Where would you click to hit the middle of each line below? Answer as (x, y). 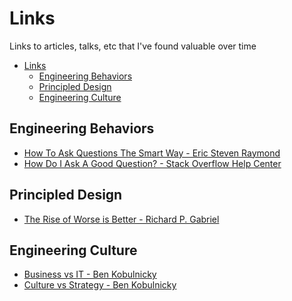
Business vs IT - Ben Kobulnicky (90, 274)
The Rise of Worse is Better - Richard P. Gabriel (121, 219)
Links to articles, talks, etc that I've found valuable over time (133, 46)
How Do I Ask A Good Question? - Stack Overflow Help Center (152, 163)
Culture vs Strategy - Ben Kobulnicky (100, 285)
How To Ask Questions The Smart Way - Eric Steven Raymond (152, 153)
